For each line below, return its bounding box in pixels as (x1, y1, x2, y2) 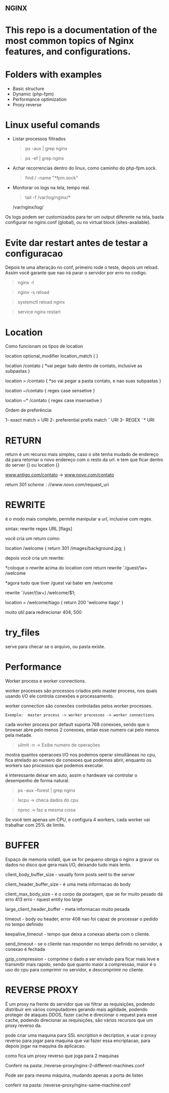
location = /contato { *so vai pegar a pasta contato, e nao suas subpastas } (5, 378, 161, 384)
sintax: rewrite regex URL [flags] (5, 526, 73, 532)
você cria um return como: (5, 536, 61, 542)
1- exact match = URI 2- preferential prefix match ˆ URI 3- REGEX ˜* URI (5, 417, 155, 423)
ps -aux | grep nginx (25, 146, 68, 152)
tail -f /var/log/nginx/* (25, 194, 71, 201)
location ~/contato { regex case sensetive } (5, 388, 95, 394)
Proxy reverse (12, 101, 42, 107)
